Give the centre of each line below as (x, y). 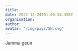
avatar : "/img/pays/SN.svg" (35, 29)
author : (13, 24)
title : (12, 10)
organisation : (20, 19)
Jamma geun (19, 43)
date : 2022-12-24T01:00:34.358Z (39, 15)
